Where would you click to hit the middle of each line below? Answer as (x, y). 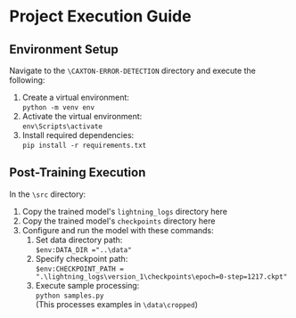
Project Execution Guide (100, 16)
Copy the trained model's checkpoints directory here (119, 221)
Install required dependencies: (78, 135)
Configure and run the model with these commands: (118, 230)
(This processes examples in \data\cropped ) (117, 304)
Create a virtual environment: (75, 97)
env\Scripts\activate (62, 126)
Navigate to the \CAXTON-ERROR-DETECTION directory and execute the (132, 70)
